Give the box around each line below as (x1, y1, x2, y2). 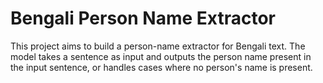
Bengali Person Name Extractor (10, 7, 276, 30)
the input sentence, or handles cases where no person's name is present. (10, 61, 313, 73)
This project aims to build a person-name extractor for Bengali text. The (10, 40, 306, 52)
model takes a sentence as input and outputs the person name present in (10, 50, 312, 62)
